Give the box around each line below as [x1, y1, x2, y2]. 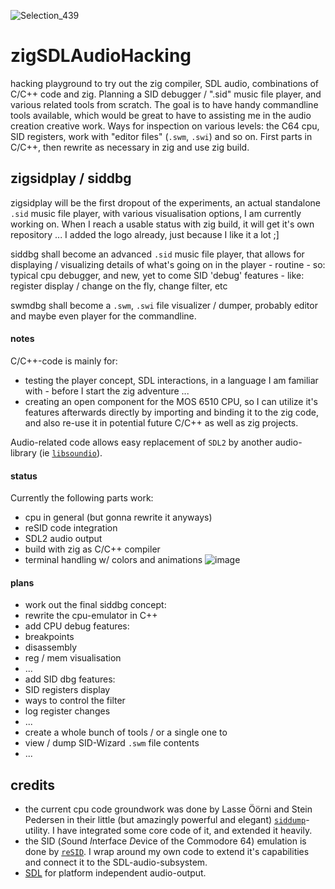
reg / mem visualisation [24, 652, 122, 664]
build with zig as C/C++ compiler [24, 543, 161, 555]
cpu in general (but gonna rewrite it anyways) [24, 511, 213, 524]
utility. [24, 825, 50, 837]
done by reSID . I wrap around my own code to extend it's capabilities [24, 846, 310, 858]
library [10, 446, 37, 459]
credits [10, 776, 56, 794]
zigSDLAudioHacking [10, 45, 192, 67]
